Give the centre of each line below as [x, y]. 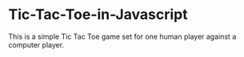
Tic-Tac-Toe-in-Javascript [98, 15]
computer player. [36, 44]
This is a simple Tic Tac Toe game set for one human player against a [122, 36]
